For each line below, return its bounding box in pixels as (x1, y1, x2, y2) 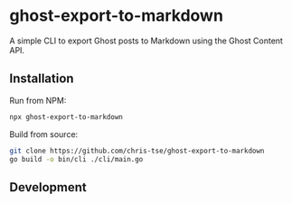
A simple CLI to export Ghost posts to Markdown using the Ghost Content (9, 35, 283, 46)
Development (9, 180, 88, 195)
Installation (9, 71, 74, 87)
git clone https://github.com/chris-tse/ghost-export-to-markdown (9, 146, 265, 155)
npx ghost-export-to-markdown (9, 112, 124, 122)
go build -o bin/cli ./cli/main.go (9, 154, 144, 163)
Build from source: (9, 128, 79, 140)
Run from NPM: (9, 95, 67, 106)
